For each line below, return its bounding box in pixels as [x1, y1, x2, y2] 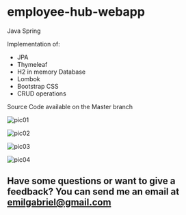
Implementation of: [7, 40, 60, 48]
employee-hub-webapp [7, 4, 146, 20]
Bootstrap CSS [16, 82, 59, 90]
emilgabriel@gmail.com [7, 197, 111, 208]
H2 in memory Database [16, 68, 86, 76]
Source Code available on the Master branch [7, 102, 133, 111]
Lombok [16, 74, 41, 83]
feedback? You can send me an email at [7, 186, 180, 198]
